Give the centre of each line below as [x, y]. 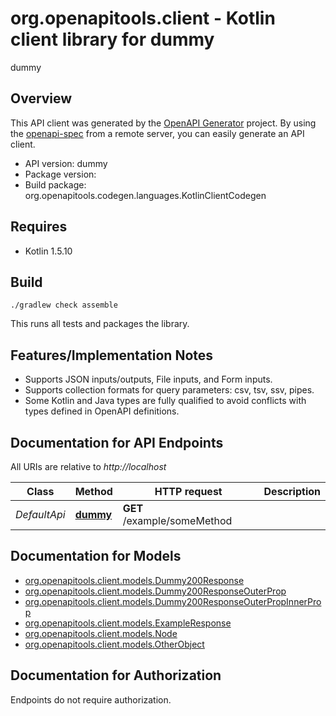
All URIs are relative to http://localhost [88, 466]
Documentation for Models [96, 556]
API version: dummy [66, 163]
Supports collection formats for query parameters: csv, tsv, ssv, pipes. [169, 390]
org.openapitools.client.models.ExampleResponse [128, 623]
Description [292, 491]
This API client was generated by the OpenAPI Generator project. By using [163, 123]
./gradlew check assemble [64, 305]
